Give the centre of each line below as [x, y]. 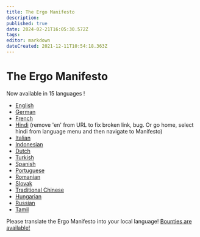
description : [23, 18]
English [24, 105]
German [25, 111]
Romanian [28, 177]
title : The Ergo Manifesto [41, 12]
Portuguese [30, 170]
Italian [23, 138]
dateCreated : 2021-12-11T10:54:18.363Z [57, 47]
